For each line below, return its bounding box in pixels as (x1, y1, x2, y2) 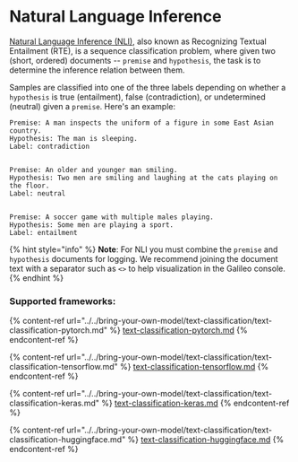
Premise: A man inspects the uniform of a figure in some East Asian (9, 118, 275, 127)
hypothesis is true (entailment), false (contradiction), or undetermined (9, 92, 266, 102)
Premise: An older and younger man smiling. (9, 165, 178, 174)
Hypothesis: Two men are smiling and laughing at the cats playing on (9, 173, 278, 182)
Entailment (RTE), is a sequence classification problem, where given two (9, 45, 276, 56)
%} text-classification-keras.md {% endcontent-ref (101, 397, 290, 409)
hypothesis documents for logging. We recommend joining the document (9, 253, 279, 264)
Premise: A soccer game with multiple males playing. (9, 213, 215, 222)
